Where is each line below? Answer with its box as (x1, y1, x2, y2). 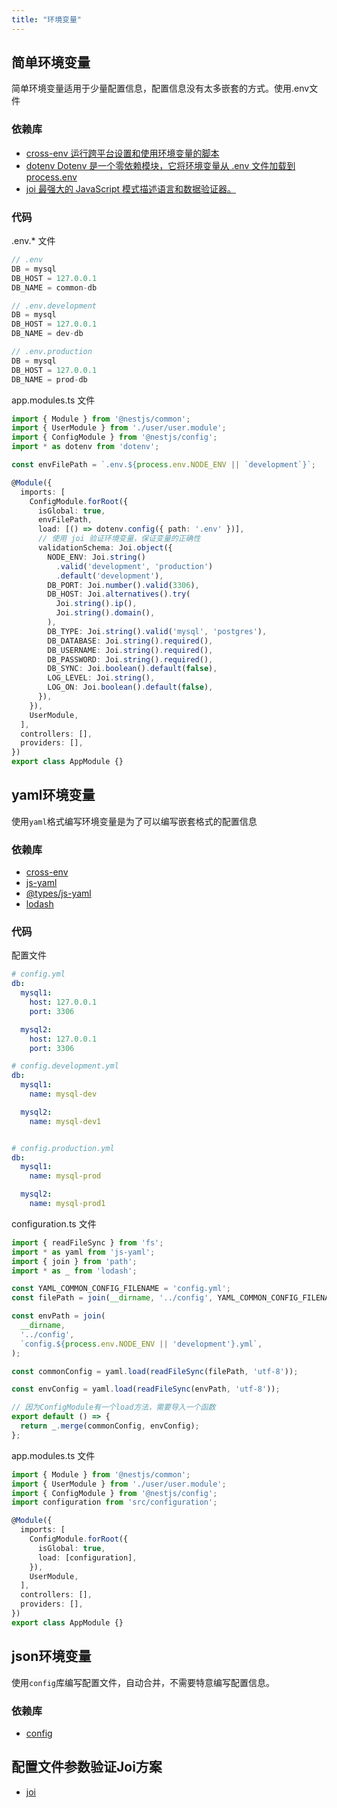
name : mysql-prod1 (29, 1199, 106, 1209)
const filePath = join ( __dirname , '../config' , (11, 1293, 214, 1303)
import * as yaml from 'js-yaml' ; (11, 1247, 156, 1257)
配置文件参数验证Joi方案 (11, 1759, 163, 1776)
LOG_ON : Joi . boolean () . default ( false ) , (47, 682, 214, 693)
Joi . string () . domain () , (55, 608, 156, 618)
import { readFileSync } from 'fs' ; (11, 1237, 164, 1248)
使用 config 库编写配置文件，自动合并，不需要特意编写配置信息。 (11, 1676, 275, 1688)
